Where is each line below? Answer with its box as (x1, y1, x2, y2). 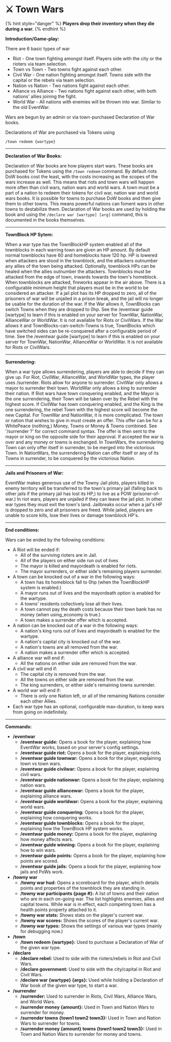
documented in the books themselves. (5, 216, 85, 223)
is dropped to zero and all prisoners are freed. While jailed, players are (5, 507, 153, 513)
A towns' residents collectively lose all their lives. (20, 600, 123, 607)
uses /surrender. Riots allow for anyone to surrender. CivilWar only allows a (5, 379, 163, 386)
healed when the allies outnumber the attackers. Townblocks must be (5, 268, 151, 275)
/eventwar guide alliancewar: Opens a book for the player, (20, 787, 145, 793)
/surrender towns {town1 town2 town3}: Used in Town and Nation (20, 1014, 161, 1021)
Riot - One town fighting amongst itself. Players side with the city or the (12, 55, 162, 62)
